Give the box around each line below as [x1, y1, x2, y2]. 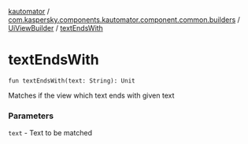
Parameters [8, 110, 54, 121]
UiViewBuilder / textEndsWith [8, 24, 104, 32]
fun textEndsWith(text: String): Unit [8, 76, 135, 85]
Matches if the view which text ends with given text [8, 90, 175, 100]
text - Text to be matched [8, 128, 93, 138]
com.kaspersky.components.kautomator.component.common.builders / [8, 15, 240, 24]
